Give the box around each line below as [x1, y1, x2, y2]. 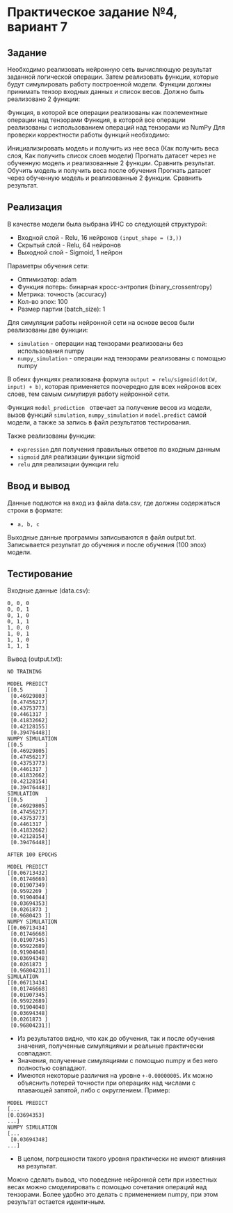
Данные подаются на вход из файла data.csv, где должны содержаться [7, 498, 220, 507]
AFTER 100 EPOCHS [7, 851, 58, 858]
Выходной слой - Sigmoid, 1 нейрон [17, 248, 123, 257]
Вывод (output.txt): [7, 655, 63, 663]
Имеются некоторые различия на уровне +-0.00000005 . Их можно [17, 1071, 214, 1080]
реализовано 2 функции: [7, 95, 81, 103]
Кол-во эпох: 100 [17, 297, 68, 305]
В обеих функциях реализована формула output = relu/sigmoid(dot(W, [7, 374, 218, 383]
